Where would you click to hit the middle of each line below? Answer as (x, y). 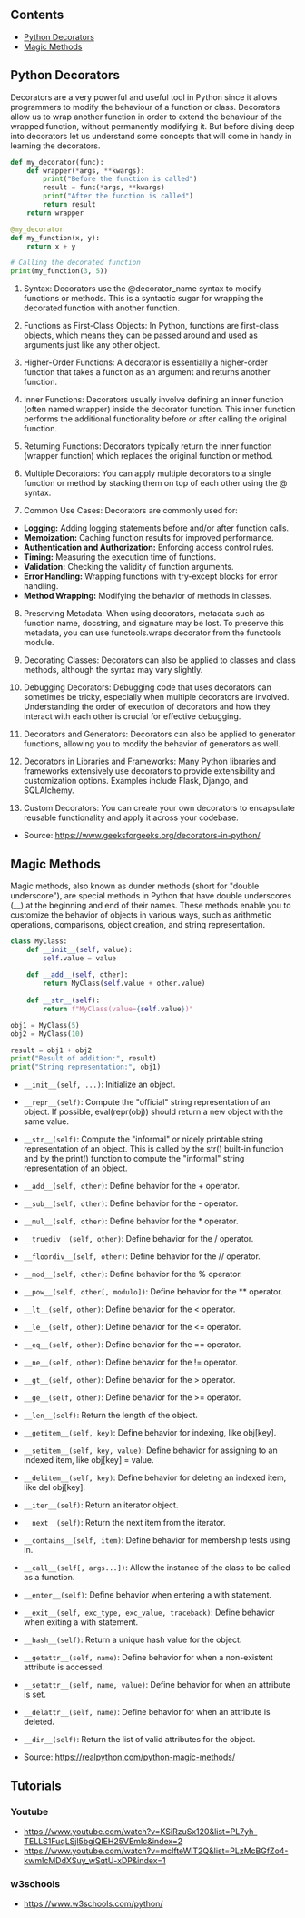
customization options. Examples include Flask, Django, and (136, 781)
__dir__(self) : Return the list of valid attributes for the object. (139, 1740)
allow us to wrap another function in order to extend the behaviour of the (146, 117)
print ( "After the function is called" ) (118, 196)
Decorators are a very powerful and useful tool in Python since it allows (144, 97)
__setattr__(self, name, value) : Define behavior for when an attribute (157, 1685)
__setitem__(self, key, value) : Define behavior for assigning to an (150, 1450)
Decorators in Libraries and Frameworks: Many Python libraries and (150, 761)
